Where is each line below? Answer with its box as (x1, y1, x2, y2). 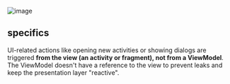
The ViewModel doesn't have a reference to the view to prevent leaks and (7, 61, 223, 69)
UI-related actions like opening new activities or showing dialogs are (7, 46, 207, 54)
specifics (7, 27, 50, 39)
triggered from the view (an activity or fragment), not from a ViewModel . (7, 53, 224, 61)
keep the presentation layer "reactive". (7, 68, 120, 77)
